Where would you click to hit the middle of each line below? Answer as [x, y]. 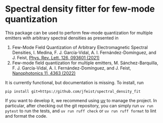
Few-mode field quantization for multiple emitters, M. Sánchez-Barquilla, [85, 63]
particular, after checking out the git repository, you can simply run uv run [79, 105]
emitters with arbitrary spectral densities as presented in [62, 38]
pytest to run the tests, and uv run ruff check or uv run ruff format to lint [81, 111]
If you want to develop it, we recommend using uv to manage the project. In [81, 100]
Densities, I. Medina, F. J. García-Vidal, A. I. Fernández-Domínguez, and [84, 53]
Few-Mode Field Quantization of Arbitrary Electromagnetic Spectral [80, 47]
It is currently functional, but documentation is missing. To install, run [74, 82]
